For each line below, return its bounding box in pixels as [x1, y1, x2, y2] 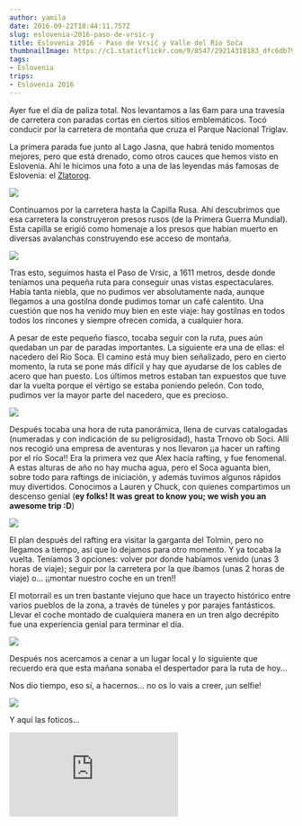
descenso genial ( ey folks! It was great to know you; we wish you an [9, 491, 267, 502]
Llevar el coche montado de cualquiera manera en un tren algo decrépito [9, 608, 280, 620]
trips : [9, 72, 34, 81]
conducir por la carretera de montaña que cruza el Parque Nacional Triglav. [9, 123, 289, 135]
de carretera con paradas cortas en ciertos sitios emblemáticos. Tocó [9, 114, 267, 125]
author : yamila [9, 13, 67, 22]
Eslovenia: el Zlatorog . [9, 170, 92, 181]
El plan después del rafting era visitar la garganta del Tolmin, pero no [9, 534, 264, 545]
